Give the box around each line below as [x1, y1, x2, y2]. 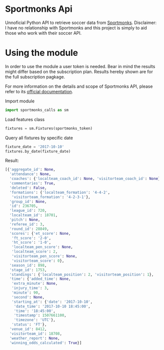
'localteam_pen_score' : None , [11, 245, 73, 250]
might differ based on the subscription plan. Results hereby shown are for [5, 69, 153, 75]
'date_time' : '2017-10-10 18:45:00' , [14, 304, 91, 309]
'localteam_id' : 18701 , [9, 213, 58, 218]
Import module [5, 98, 35, 104]
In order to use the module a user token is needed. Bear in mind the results [5, 63, 155, 69]
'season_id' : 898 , [9, 263, 47, 268]
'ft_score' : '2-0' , [11, 235, 51, 241]
